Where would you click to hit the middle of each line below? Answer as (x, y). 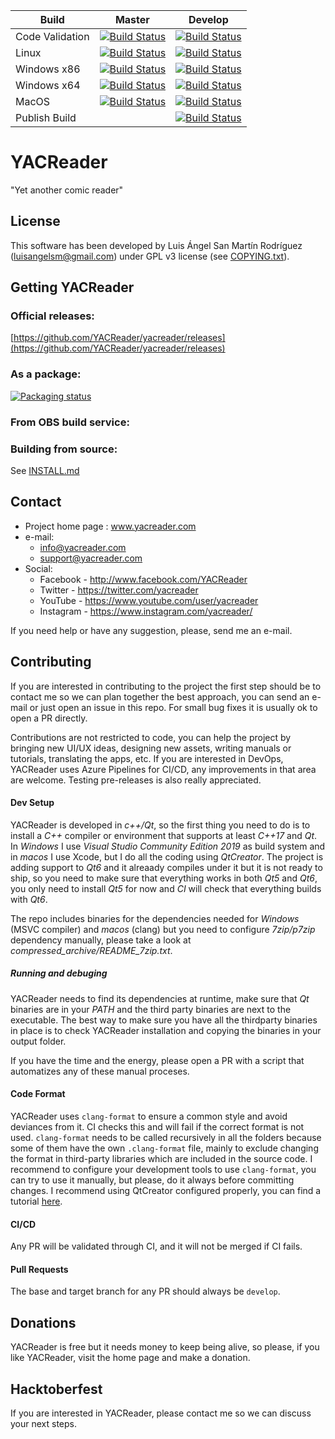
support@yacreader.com (91, 558)
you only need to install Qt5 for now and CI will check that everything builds (166, 888)
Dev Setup (32, 803)
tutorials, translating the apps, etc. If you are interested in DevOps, (147, 758)
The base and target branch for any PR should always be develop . (145, 1291)
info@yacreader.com (83, 547)
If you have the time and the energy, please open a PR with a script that (157, 1060)
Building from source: (64, 449)
